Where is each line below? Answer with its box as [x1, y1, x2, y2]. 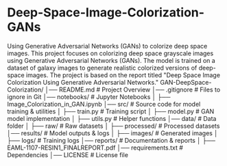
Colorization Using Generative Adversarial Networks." [7, 78, 159, 86]
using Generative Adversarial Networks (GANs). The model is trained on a [7, 56, 216, 64]
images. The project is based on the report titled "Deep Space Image [26, 70, 221, 79]
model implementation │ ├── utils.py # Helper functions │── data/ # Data [7, 114, 217, 122]
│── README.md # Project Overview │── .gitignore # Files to [45, 85, 221, 94]
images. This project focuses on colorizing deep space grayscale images [7, 49, 214, 57]
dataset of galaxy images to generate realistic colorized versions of [7, 64, 198, 72]
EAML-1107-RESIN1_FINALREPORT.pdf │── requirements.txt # [7, 143, 184, 152]
